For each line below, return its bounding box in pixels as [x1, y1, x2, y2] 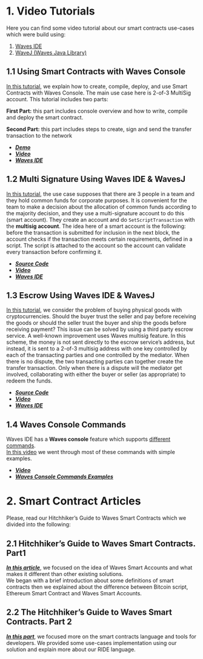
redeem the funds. [6, 377, 53, 384]
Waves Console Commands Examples [15, 473, 113, 480]
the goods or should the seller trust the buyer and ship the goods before [6, 319, 187, 327]
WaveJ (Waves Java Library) [15, 49, 87, 56]
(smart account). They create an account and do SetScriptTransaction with [6, 216, 195, 223]
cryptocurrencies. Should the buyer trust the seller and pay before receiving [6, 313, 196, 320]
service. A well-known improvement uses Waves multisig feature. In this [6, 332, 186, 340]
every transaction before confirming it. [6, 248, 102, 255]
